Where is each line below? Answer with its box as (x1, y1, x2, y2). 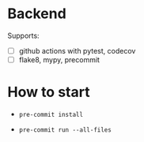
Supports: (7, 31, 40, 40)
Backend (7, 5, 66, 23)
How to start (7, 84, 90, 101)
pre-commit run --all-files (18, 126, 112, 134)
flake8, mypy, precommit (18, 55, 100, 64)
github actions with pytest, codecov (18, 46, 136, 55)
